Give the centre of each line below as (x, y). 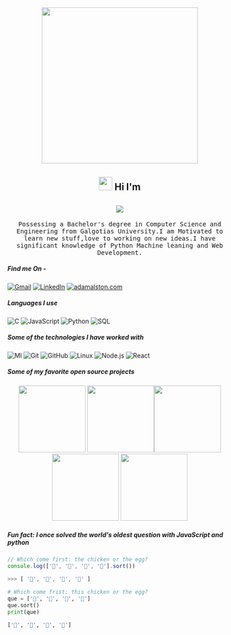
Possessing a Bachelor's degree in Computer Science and (120, 224)
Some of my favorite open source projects (71, 372)
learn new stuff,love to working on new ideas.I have (120, 238)
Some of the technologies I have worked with (76, 337)
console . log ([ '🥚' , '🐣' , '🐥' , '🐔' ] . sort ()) (71, 567)
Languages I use (33, 303)
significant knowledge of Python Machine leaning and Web (120, 245)
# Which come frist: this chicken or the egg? (78, 592)
